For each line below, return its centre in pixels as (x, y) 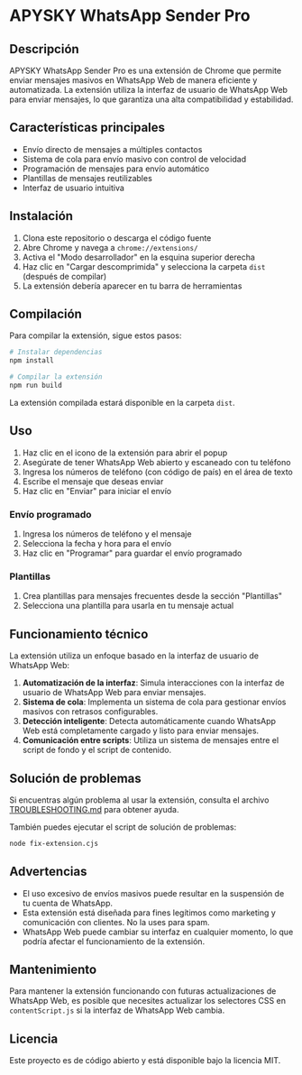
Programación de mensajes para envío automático (116, 169)
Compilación (46, 314)
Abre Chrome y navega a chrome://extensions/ (110, 247)
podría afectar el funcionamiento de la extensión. (114, 941)
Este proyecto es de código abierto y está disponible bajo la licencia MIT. (145, 1061)
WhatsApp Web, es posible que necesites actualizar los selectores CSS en (148, 1001)
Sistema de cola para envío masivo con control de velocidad (134, 159)
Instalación (41, 216)
